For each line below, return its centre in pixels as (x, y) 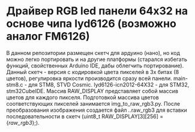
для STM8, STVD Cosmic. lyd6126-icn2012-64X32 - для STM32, (109, 84)
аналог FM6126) (48, 36)
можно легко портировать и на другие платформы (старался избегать (97, 59)
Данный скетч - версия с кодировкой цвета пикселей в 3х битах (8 (93, 72)
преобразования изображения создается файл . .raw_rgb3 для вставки (97, 110)
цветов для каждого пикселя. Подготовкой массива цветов (82, 97)
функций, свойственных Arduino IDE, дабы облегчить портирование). (95, 65)
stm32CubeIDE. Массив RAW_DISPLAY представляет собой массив (92, 91)
